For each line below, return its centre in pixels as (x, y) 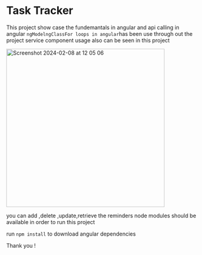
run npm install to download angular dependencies (71, 234)
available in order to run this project (51, 222)
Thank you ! (21, 245)
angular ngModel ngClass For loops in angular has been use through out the (99, 33)
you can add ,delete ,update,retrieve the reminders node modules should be (101, 216)
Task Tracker (40, 11)
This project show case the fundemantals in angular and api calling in (93, 27)
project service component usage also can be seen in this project (88, 40)
